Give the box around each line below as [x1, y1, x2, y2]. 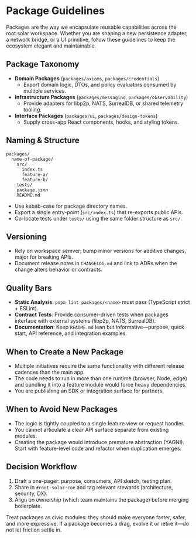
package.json [16, 187, 49, 193]
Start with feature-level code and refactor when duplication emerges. [14, 445, 182, 452]
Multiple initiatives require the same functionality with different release [14, 363, 184, 369]
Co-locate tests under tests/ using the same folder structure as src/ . [14, 215, 183, 222]
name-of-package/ [11, 156, 54, 162]
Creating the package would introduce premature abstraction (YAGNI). [14, 438, 184, 445]
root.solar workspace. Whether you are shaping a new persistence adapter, [6, 29, 188, 36]
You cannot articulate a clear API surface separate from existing [14, 426, 169, 433]
